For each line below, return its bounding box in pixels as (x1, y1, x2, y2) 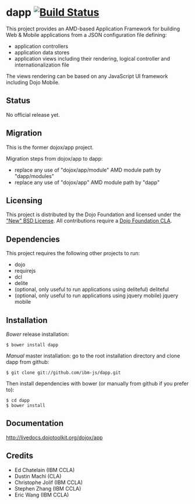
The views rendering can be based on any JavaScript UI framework (6, 72, 168, 79)
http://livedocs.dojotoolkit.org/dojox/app (6, 434, 103, 441)
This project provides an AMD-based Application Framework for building (6, 25, 180, 32)
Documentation (6, 418, 64, 429)
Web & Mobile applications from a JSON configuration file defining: (6, 31, 167, 38)
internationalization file (14, 61, 70, 68)
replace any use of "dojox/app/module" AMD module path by (14, 166, 161, 173)
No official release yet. (6, 111, 60, 118)
